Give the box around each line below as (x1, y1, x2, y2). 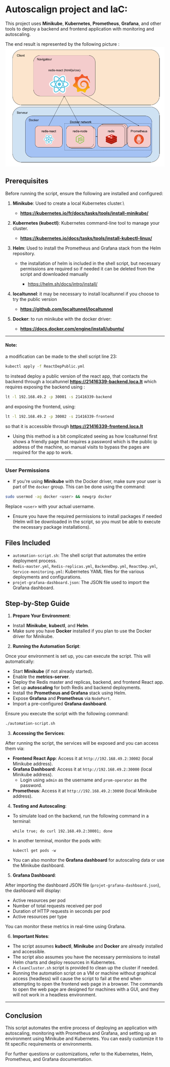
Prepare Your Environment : (12, 613, 71, 619)
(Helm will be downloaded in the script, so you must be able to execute (12, 519, 161, 525)
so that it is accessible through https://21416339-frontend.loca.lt (5, 423, 143, 429)
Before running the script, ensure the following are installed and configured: (5, 190, 163, 196)
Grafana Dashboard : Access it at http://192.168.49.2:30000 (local (12, 766, 153, 772)
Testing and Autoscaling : (12, 803, 67, 809)
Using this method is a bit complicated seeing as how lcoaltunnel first (12, 433, 158, 439)
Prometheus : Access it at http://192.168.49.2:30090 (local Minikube (12, 788, 157, 794)
